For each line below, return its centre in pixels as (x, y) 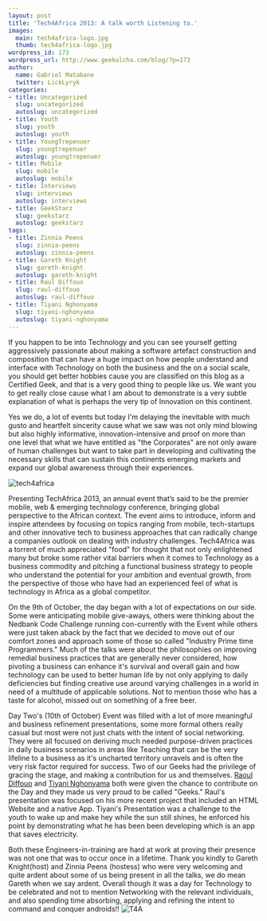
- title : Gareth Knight (48, 260)
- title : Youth (33, 120)
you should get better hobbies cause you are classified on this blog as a (126, 376)
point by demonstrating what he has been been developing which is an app (132, 825)
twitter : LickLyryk (48, 82)
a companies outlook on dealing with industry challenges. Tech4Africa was (132, 541)
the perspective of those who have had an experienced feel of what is (123, 583)
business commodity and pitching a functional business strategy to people (131, 566)
